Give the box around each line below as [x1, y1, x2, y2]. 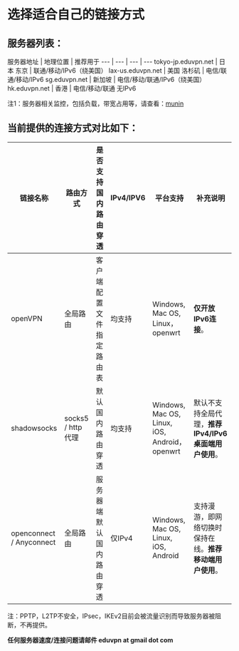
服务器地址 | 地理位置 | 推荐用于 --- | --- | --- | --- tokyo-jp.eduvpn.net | [7, 58, 218, 66]
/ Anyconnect [11, 537, 56, 547]
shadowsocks [11, 423, 58, 433]
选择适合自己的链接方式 [7, 6, 145, 23]
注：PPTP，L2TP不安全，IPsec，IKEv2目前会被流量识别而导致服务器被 [7, 611, 216, 620]
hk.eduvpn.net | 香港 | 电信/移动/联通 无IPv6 [7, 84, 137, 93]
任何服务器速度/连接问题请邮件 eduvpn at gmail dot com [7, 635, 174, 644]
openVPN [11, 313, 43, 323]
